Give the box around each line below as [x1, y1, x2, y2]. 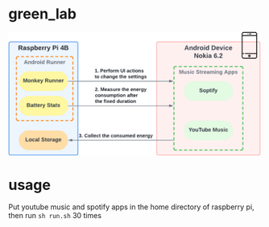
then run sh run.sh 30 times [8, 211, 102, 221]
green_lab [8, 5, 77, 23]
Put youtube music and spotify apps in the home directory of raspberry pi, [8, 202, 255, 212]
